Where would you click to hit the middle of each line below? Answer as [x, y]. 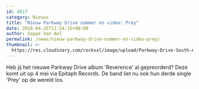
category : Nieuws [28, 17]
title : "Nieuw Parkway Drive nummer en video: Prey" [73, 23]
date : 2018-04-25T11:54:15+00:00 [47, 28]
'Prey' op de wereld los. [35, 80]
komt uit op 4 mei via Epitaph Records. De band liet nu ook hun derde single [99, 73]
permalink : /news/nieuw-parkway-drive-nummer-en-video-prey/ [83, 39]
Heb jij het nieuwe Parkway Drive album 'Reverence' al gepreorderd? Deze [97, 67]
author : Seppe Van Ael [34, 34]
